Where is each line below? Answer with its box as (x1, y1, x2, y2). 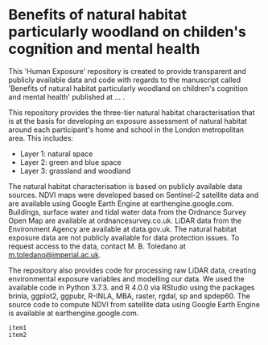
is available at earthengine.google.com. (8, 308, 139, 318)
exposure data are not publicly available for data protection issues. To (8, 232, 240, 242)
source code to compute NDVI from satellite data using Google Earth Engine (8, 299, 260, 309)
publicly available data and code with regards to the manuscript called (8, 75, 241, 84)
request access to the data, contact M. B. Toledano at (8, 241, 187, 251)
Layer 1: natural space (19, 149, 93, 158)
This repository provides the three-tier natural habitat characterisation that (8, 107, 255, 117)
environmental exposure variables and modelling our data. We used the (8, 273, 245, 283)
